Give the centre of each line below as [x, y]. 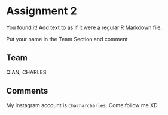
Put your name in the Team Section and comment [67, 39]
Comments [27, 91]
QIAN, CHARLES [26, 72]
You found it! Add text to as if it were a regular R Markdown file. [84, 27]
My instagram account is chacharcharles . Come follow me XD [82, 105]
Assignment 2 [42, 11]
